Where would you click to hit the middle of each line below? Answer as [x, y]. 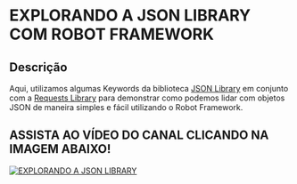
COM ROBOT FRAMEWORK [111, 34]
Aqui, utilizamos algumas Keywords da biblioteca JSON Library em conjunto [149, 88]
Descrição [38, 67]
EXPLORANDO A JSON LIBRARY [130, 16]
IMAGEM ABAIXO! [60, 149]
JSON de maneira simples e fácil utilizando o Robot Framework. [126, 107]
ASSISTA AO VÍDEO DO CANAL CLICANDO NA [139, 136]
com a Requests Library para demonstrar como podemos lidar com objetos [147, 98]
